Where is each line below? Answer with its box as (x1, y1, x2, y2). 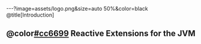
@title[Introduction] (6, 11, 55, 18)
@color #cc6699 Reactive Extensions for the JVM (6, 29, 196, 39)
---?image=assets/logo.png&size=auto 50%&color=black (6, 5, 148, 12)
